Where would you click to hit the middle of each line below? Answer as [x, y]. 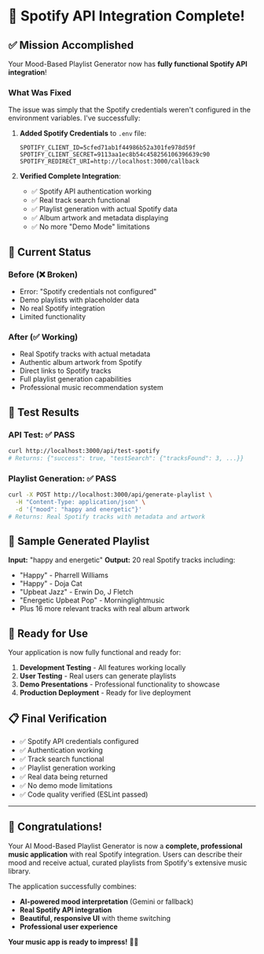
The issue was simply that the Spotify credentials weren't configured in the [130, 110]
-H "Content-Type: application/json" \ [81, 502]
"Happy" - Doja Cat [51, 584]
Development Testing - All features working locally [103, 668]
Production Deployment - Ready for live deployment [105, 693]
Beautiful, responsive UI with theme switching [95, 918]
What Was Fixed [40, 92]
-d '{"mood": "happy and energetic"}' [79, 509]
